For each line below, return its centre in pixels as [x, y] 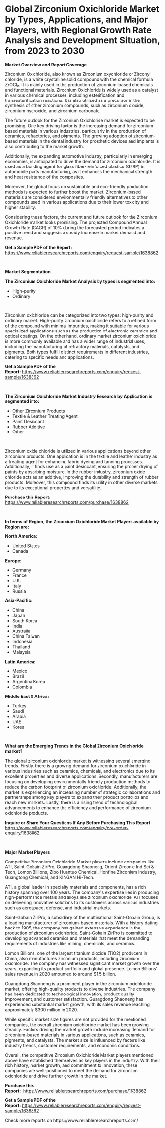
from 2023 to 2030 [45, 51]
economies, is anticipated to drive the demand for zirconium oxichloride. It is [83, 161]
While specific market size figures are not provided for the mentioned [76, 1019]
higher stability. [21, 207]
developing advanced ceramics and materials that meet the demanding [77, 938]
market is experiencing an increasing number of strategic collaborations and [82, 792]
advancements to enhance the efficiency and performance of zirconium [78, 808]
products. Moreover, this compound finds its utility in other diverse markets [81, 482]
